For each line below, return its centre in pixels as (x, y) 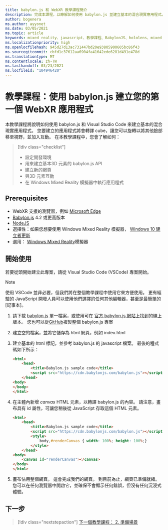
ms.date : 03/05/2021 (27, 29)
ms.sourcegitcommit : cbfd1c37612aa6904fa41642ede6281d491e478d (72, 52)
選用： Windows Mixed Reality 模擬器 (50, 241)
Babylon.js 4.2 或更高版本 (38, 217)
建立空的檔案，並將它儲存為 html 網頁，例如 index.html (69, 332)
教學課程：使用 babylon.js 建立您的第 (82, 97)
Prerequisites (26, 198)
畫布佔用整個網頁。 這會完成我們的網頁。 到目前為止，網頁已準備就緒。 (86, 479)
